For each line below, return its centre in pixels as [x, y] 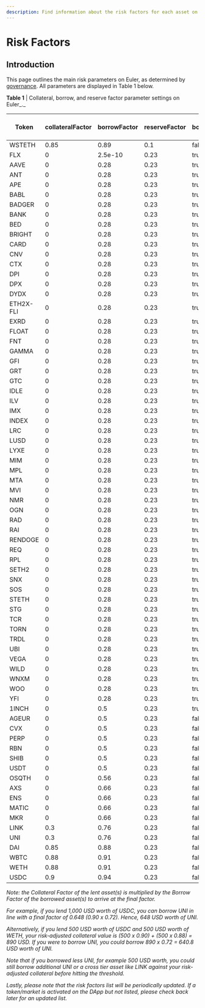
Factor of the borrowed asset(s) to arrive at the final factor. [81, 899]
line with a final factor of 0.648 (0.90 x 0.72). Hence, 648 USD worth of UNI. [102, 917]
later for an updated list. [37, 998]
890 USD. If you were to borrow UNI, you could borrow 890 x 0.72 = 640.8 [100, 942]
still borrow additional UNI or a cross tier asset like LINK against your [93, 966]
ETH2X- [21, 304]
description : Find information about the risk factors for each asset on [102, 12]
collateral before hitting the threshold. [77, 973]
